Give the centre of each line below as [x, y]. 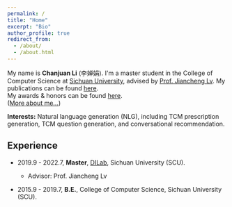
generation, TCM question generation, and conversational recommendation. [116, 124]
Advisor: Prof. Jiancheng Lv [67, 176]
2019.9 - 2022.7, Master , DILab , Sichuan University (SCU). [101, 162]
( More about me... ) [34, 103]
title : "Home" [28, 20]
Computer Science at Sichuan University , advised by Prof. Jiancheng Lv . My [116, 81]
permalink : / [26, 14]
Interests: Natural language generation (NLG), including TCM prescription [113, 116]
